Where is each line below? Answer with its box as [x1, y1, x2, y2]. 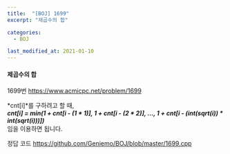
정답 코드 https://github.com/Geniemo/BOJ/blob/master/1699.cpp [7, 139, 192, 148]
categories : [7, 29, 41, 36]
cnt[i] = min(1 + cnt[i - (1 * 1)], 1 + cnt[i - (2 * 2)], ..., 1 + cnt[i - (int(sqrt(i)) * [7, 109, 223, 117]
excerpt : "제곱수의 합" [7, 17, 68, 23]
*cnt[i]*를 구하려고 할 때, [7, 102, 75, 110]
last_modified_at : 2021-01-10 [7, 48, 95, 55]
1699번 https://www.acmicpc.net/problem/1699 [7, 87, 142, 95]
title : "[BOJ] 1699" [7, 10, 70, 17]
